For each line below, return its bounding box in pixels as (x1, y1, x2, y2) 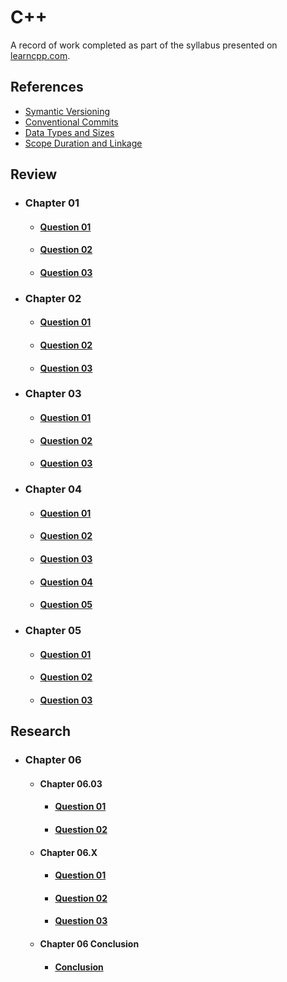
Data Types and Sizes (24, 126, 115, 138)
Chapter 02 (24, 291, 82, 305)
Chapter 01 (24, 196, 80, 210)
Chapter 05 (24, 624, 82, 638)
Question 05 (39, 599, 93, 611)
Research (10, 723, 72, 740)
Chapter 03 (24, 387, 82, 401)
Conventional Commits (24, 116, 119, 128)
